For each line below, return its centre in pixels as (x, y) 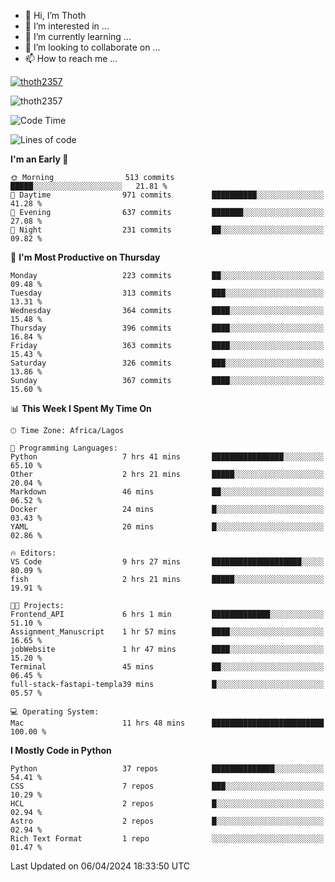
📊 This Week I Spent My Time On (81, 408)
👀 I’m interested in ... (67, 26)
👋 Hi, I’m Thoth (55, 15)
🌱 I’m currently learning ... (78, 36)
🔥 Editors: (33, 553)
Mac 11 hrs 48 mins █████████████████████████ (167, 723)
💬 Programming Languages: (64, 448)
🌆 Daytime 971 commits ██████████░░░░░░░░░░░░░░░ (167, 195)
